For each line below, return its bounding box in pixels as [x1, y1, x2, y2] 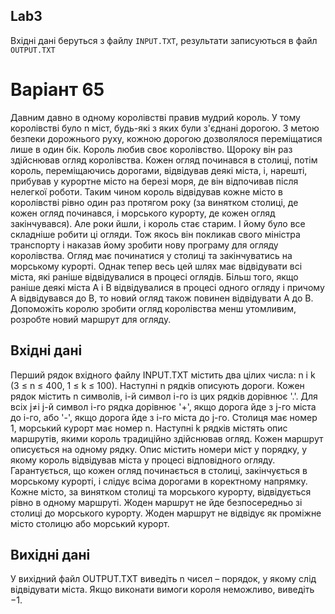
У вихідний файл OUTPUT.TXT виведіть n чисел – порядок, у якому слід [10, 573, 317, 585]
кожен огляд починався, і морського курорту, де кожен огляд [10, 207, 276, 219]
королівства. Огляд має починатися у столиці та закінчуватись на [10, 249, 293, 261]
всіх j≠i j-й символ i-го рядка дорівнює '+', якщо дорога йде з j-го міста [10, 400, 317, 413]
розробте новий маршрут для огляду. [10, 313, 172, 325]
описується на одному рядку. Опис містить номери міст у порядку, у [10, 443, 308, 455]
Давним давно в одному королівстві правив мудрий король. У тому [10, 111, 301, 123]
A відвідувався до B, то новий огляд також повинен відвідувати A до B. [10, 292, 314, 304]
